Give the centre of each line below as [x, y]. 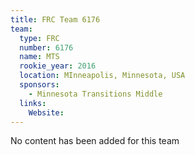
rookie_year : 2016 [58, 66]
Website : [46, 112]
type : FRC [39, 38]
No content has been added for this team [95, 141]
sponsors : [39, 85]
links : [33, 103]
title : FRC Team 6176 [55, 19]
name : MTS [39, 57]
